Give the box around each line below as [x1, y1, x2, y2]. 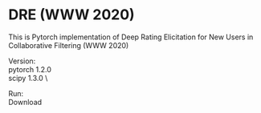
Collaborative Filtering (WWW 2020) [8, 40, 129, 50]
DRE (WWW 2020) [8, 6, 135, 24]
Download [8, 97, 43, 107]
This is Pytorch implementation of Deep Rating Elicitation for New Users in [8, 32, 254, 42]
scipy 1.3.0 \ [8, 73, 48, 83]
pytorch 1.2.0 [8, 64, 52, 74]
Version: [8, 56, 36, 66]
